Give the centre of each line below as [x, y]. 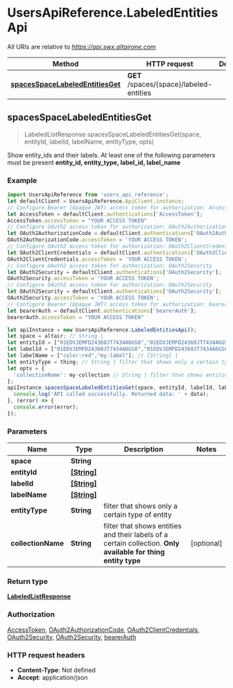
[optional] [206, 544]
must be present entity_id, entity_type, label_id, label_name [94, 162]
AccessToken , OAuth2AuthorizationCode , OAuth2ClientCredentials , [103, 630]
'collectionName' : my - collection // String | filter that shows [108, 375]
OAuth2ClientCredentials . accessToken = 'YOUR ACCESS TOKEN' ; [97, 259]
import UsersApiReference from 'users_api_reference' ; [88, 195]
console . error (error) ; [46, 407]
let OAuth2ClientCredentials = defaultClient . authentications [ [101, 252]
